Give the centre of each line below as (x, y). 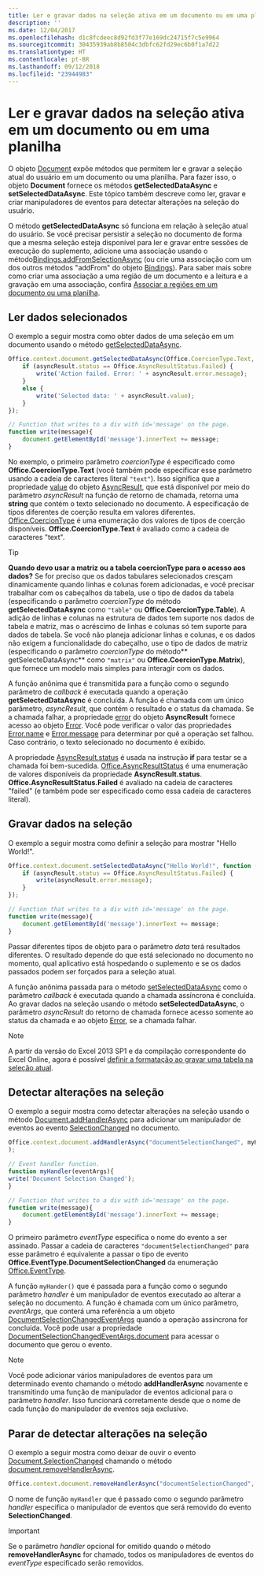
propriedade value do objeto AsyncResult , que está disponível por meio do (129, 486)
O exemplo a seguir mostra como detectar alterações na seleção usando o (129, 1111)
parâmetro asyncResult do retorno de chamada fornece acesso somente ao (131, 1012)
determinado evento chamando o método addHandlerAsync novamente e (128, 1383)
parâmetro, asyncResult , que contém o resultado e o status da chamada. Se (131, 708)
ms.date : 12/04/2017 (42, 30)
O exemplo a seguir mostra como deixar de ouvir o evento (102, 1452)
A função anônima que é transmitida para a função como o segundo (119, 683)
